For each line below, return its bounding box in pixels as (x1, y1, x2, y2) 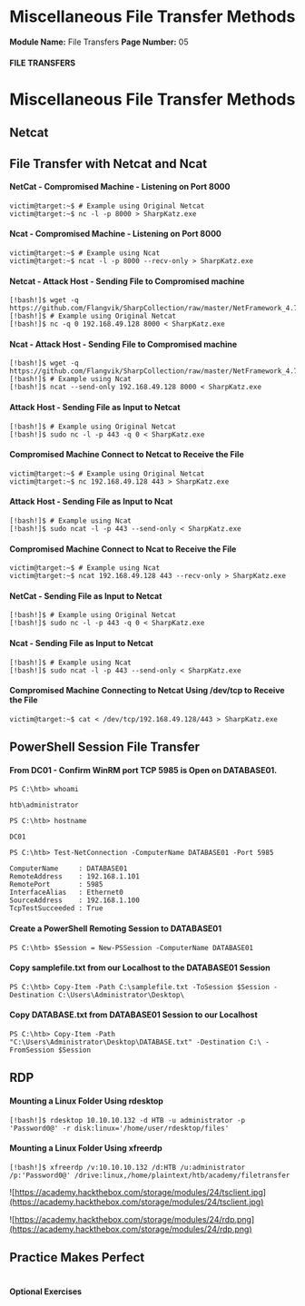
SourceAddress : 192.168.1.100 (9, 896, 141, 905)
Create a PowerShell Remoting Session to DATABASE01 (9, 923, 222, 934)
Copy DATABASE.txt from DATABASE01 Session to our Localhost (9, 1009, 259, 1020)
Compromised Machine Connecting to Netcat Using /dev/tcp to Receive (9, 685, 285, 696)
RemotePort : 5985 (9, 880, 103, 889)
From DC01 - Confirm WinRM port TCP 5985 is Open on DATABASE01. (9, 764, 278, 775)
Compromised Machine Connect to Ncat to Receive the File (9, 543, 237, 555)
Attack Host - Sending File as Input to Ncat (9, 496, 173, 507)
